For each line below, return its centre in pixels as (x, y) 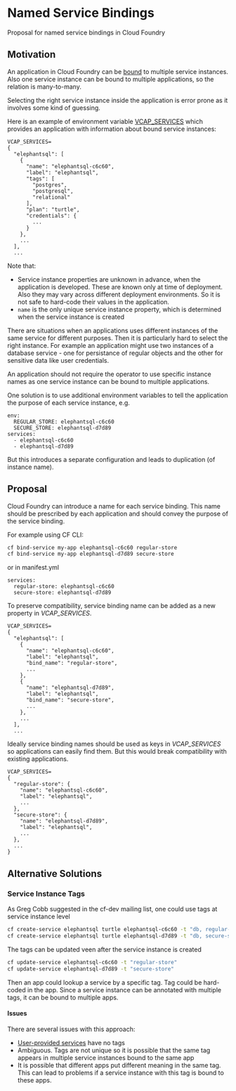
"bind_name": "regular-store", (72, 663)
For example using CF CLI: (46, 535)
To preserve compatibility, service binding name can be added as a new (111, 606)
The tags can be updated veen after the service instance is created (104, 949)
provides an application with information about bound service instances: (112, 129)
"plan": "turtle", (53, 209)
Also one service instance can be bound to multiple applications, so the (111, 79)
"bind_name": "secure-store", (70, 700)
